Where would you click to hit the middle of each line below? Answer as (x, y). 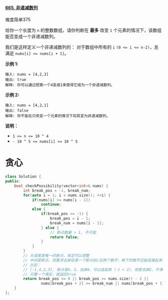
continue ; (51, 204)
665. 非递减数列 (22, 7)
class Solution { (23, 177)
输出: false (17, 111)
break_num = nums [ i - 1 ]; (77, 223)
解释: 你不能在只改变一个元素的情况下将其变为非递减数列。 (58, 116)
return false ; (64, 237)
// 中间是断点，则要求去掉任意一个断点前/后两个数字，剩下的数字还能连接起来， (94, 260)
